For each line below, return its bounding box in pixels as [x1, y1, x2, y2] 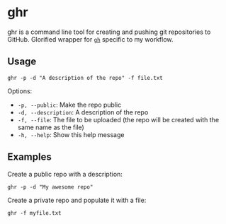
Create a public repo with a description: [7, 170, 123, 178]
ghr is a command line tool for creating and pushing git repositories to [7, 28, 211, 36]
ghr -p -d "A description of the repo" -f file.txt [7, 74, 163, 81]
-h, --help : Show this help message [17, 130, 125, 138]
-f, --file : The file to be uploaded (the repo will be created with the [17, 115, 220, 124]
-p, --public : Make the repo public [17, 100, 122, 109]
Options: [7, 86, 33, 95]
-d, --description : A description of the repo [17, 107, 149, 117]
